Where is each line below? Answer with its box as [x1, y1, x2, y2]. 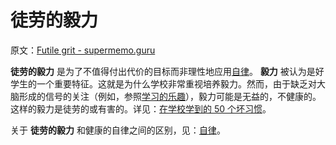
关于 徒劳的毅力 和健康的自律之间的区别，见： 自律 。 [10, 124, 226, 136]
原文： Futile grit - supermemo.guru [10, 44, 156, 56]
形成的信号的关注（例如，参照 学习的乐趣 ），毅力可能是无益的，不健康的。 [18, 90, 322, 102]
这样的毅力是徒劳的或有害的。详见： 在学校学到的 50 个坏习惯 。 [10, 102, 272, 115]
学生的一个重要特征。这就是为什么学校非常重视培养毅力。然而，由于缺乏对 [10, 77, 317, 90]
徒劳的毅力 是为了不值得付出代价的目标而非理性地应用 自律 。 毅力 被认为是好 [10, 65, 325, 77]
